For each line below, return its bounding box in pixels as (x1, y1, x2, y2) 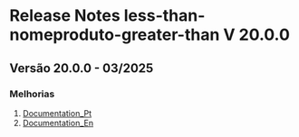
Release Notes (9, 5, 121, 26)
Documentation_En (22, 117, 93, 128)
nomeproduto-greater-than (9, 24, 220, 45)
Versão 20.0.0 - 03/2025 (9, 60, 154, 76)
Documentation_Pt (22, 107, 92, 118)
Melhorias (9, 87, 55, 100)
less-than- (123, 5, 206, 26)
